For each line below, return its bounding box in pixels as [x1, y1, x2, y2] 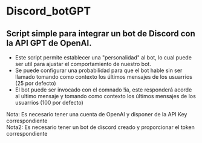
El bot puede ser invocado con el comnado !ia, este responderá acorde [15, 86, 192, 93]
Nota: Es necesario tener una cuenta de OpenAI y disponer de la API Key [6, 111, 187, 118]
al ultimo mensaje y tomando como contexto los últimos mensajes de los [15, 93, 197, 99]
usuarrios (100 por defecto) [15, 99, 83, 106]
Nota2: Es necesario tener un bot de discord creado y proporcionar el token [6, 124, 195, 131]
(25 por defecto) [15, 80, 56, 87]
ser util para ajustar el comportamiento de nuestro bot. [15, 61, 151, 67]
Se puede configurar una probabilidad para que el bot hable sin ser [15, 67, 183, 74]
